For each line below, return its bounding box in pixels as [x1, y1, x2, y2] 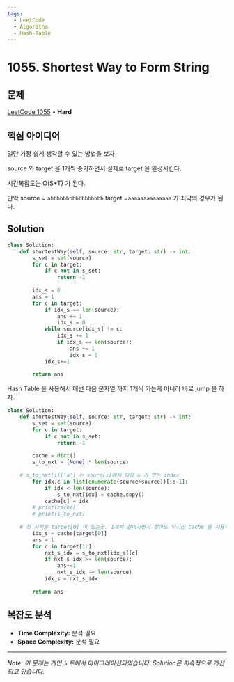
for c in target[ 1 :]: [32, 543, 95, 550]
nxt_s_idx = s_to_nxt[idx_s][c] [44, 549, 139, 557]
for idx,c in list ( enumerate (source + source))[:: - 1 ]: [32, 478, 189, 485]
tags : [7, 10, 23, 17]
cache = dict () [32, 452, 77, 459]
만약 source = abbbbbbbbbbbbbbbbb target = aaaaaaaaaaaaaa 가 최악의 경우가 [7, 194, 217, 203]
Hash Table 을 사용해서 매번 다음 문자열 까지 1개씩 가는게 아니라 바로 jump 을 [7, 384, 217, 393]
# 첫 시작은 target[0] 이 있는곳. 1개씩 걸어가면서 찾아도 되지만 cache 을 [19, 523, 212, 530]
